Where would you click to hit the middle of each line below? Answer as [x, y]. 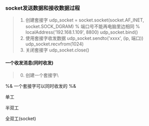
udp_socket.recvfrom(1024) [55, 44]
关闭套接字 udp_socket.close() [57, 50]
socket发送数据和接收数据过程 [43, 8]
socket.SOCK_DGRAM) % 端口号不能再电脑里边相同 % [83, 27]
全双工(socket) [21, 118]
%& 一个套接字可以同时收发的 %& [41, 86]
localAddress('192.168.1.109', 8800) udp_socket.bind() [82, 32]
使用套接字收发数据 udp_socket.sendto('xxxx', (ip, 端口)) [84, 38]
